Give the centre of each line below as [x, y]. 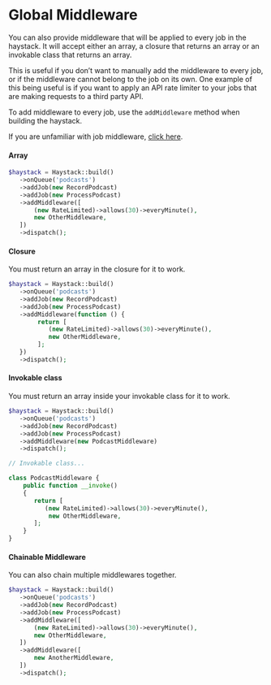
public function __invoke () [70, 486]
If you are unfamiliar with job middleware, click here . [96, 137]
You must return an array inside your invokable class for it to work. [119, 397]
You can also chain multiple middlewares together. [92, 575]
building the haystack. [45, 120]
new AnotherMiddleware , [74, 658]
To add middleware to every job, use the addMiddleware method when [124, 112]
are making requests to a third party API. [76, 96]
